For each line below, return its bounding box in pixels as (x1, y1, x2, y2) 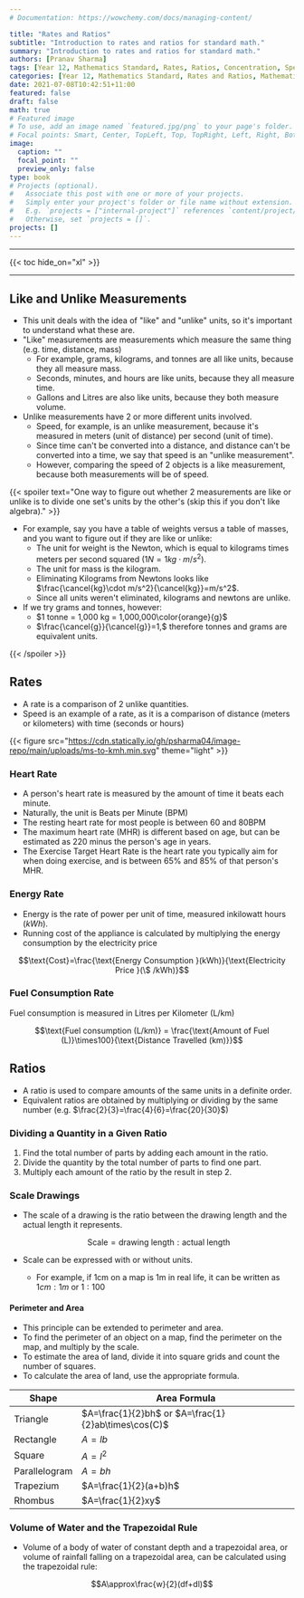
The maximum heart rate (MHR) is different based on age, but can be (22, 827, 280, 837)
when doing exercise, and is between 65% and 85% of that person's (22, 856, 279, 866)
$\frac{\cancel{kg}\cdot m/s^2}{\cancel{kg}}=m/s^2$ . (35, 583, 240, 594)
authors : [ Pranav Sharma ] (9, 55, 107, 64)
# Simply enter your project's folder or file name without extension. (9, 198, 294, 207)
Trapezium (14, 1479, 60, 1492)
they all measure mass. (35, 363, 122, 374)
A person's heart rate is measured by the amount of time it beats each (22, 789, 284, 799)
